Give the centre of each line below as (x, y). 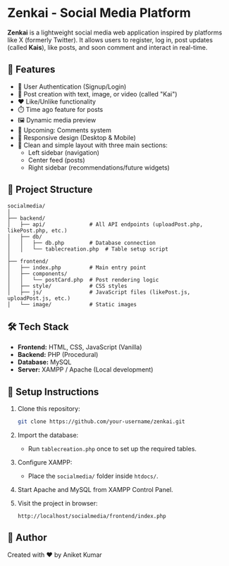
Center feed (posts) (57, 160)
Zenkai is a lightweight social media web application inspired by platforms (115, 32)
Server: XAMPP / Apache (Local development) (85, 370)
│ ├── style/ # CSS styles (68, 286)
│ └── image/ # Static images (72, 304)
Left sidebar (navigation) (64, 152)
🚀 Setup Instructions (53, 392)
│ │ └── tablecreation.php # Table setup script (88, 249)
